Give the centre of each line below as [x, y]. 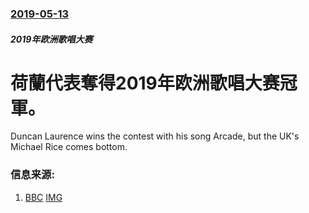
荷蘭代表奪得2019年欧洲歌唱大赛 [145, 83]
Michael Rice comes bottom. [69, 147]
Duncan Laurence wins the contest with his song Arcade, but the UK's [155, 136]
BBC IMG [43, 197]
